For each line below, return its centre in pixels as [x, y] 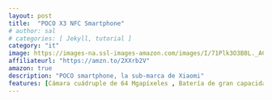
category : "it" [34, 46]
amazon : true [30, 69]
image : [19, 53]
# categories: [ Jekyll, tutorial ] [70, 38]
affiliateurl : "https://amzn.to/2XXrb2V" [79, 61]
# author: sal [32, 31]
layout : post [30, 16]
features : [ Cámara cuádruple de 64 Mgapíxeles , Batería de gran [121, 83]
